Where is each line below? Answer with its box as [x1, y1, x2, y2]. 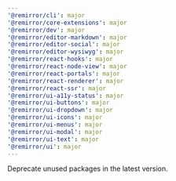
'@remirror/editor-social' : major [7, 41, 121, 49]
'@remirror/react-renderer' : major [7, 77, 124, 85]
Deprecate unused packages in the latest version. [7, 164, 168, 173]
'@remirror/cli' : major [7, 11, 86, 20]
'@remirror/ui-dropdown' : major [7, 107, 113, 114]
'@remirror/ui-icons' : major [7, 114, 103, 121]
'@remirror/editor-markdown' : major [7, 33, 127, 42]
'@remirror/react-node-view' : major [7, 63, 127, 71]
